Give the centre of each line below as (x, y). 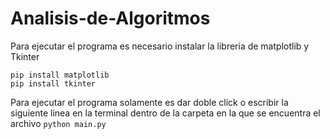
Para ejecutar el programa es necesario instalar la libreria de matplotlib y (160, 46)
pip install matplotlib (60, 75)
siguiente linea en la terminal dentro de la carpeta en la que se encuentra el (165, 113)
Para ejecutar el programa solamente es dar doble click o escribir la (149, 102)
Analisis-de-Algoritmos (110, 18)
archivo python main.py (58, 123)
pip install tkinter (53, 83)
